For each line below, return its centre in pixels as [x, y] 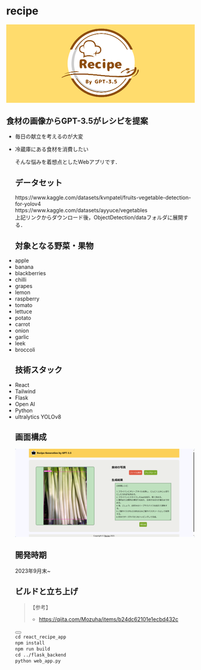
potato [23, 318]
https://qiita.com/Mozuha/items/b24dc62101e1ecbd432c [109, 619]
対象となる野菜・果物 [54, 246]
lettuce [23, 312]
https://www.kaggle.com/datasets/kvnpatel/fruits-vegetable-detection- [103, 198]
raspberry [27, 299]
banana [24, 267]
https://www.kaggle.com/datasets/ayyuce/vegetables [81, 211]
